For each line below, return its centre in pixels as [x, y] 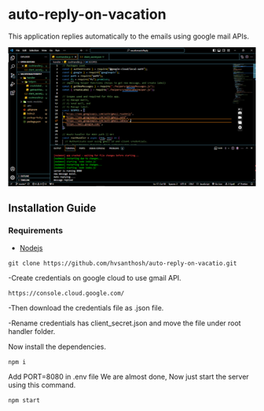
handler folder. [32, 331]
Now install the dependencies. [57, 347]
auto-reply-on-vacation [87, 15]
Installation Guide [52, 209]
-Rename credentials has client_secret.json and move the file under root [125, 323]
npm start [24, 400]
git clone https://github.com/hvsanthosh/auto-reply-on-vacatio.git [123, 263]
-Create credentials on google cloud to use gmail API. [95, 277]
